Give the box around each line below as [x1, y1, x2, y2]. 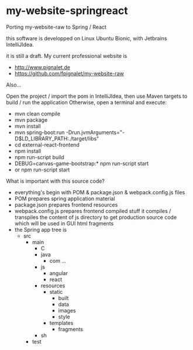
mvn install [14, 122, 41, 129]
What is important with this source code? [6, 177, 105, 184]
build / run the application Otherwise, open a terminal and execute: [6, 98, 167, 106]
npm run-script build [14, 153, 64, 160]
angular [49, 269, 68, 276]
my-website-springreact [6, 4, 128, 18]
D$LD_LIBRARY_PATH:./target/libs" [14, 135, 99, 142]
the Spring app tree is [14, 226, 67, 233]
